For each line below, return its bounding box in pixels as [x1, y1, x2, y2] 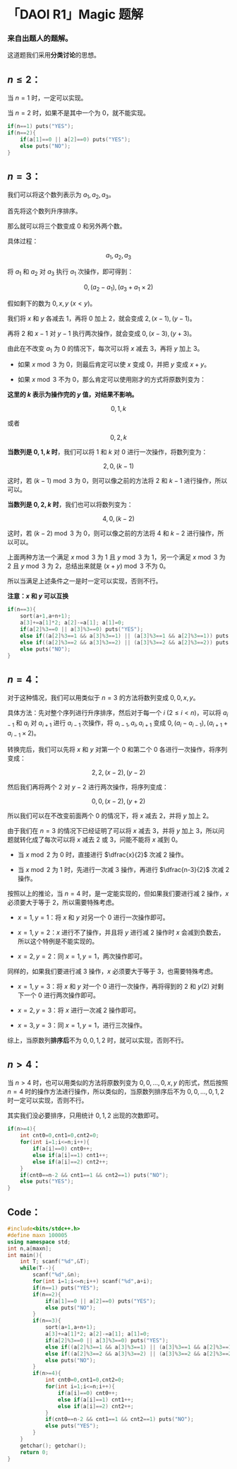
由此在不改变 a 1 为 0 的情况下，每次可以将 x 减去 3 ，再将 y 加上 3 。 [7, 344, 204, 354]
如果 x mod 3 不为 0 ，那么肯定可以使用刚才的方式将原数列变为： [17, 376, 207, 384]
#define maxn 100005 [7, 1231, 68, 1238]
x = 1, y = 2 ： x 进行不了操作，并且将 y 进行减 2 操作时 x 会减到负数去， [17, 928, 225, 936]
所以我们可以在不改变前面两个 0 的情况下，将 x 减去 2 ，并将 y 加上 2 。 [7, 811, 213, 820]
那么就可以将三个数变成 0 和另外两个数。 [7, 222, 126, 231]
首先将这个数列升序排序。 [7, 207, 82, 216]
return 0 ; [20, 1448, 49, 1456]
